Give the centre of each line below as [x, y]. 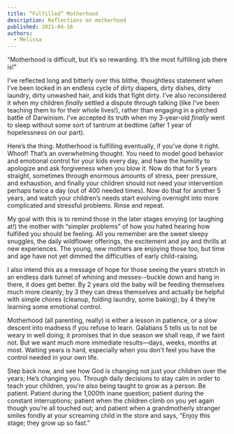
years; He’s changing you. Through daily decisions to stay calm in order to [114, 379]
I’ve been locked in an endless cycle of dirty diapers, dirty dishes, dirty [109, 88]
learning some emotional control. [55, 307]
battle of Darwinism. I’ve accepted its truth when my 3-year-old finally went [116, 118]
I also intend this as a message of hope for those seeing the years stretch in [116, 270]
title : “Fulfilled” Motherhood [53, 14]
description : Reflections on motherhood [67, 20]
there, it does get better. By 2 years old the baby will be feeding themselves [116, 284]
